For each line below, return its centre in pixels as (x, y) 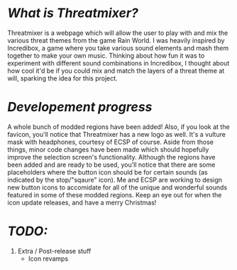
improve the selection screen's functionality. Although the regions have (111, 157)
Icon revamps (48, 259)
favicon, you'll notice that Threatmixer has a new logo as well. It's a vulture (116, 134)
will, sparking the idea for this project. (63, 78)
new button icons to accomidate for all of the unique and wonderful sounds (117, 187)
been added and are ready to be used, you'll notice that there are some (111, 165)
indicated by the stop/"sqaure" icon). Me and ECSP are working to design (115, 180)
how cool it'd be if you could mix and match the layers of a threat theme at (116, 71)
